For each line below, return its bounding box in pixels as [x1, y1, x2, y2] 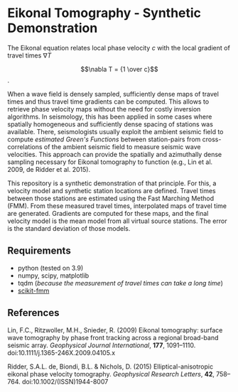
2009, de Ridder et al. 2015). [7, 165, 91, 173]
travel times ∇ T [7, 51, 52, 60]
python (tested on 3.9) [17, 263, 84, 272]
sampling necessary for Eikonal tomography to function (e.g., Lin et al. [7, 158, 213, 166]
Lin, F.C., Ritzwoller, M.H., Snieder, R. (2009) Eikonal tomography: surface [7, 325, 223, 334]
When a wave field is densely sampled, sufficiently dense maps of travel [7, 89, 219, 98]
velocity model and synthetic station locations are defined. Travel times [7, 186, 216, 195]
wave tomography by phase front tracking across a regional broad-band [7, 333, 219, 342]
